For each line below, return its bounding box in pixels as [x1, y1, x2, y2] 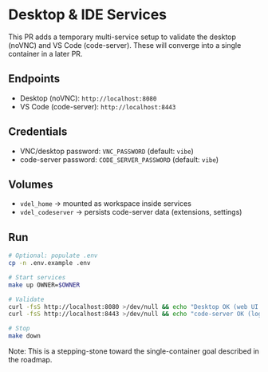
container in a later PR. [8, 49, 83, 58]
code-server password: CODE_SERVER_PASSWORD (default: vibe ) [19, 154, 219, 164]
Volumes [8, 177, 53, 191]
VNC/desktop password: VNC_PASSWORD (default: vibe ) [19, 146, 194, 156]
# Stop [8, 325, 30, 333]
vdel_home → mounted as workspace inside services [19, 199, 191, 208]
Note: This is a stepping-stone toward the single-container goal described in [8, 346, 259, 356]
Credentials [8, 125, 68, 139]
